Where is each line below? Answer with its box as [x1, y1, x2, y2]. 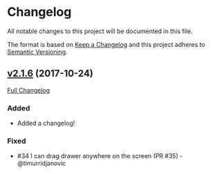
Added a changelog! [17, 119, 75, 128]
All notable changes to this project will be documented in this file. [7, 27, 193, 35]
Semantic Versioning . [7, 48, 68, 56]
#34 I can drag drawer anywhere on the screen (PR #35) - [17, 152, 183, 160]
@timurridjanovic [17, 159, 66, 168]
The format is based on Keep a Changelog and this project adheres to [7, 40, 206, 48]
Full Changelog [7, 86, 50, 94]
